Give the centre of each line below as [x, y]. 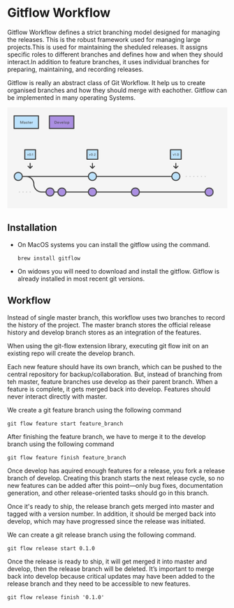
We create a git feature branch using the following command [94, 410]
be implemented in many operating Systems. [72, 97]
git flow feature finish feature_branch [67, 458]
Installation [32, 228]
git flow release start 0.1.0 [51, 548]
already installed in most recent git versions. [81, 279]
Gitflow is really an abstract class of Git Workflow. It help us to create [107, 82]
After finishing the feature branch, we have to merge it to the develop [107, 436]
